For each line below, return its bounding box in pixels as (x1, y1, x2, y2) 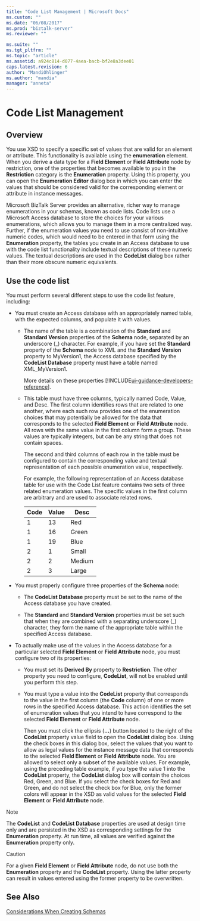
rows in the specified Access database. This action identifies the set (23, 703, 192, 710)
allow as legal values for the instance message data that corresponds (23, 746, 194, 753)
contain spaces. (23, 439, 63, 446)
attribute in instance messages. (6, 190, 83, 197)
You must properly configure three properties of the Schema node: (14, 582, 180, 589)
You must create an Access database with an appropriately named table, (14, 309, 193, 317)
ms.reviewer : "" (6, 31, 46, 37)
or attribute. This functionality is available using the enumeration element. (6, 152, 188, 159)
